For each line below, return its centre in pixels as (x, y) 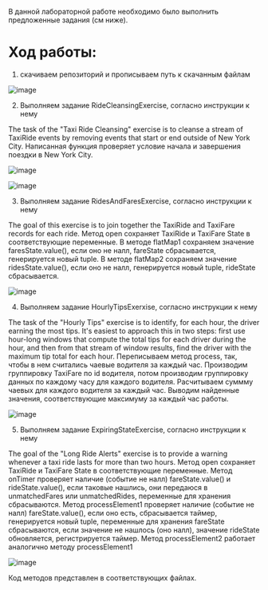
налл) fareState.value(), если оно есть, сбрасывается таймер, (113, 513)
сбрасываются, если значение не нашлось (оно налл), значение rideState (134, 529)
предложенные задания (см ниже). (68, 20)
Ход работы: (53, 52)
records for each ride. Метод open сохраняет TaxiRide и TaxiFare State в (130, 233)
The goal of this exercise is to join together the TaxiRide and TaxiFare (122, 225)
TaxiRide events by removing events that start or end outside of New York (129, 137)
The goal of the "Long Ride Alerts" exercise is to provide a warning (118, 453)
